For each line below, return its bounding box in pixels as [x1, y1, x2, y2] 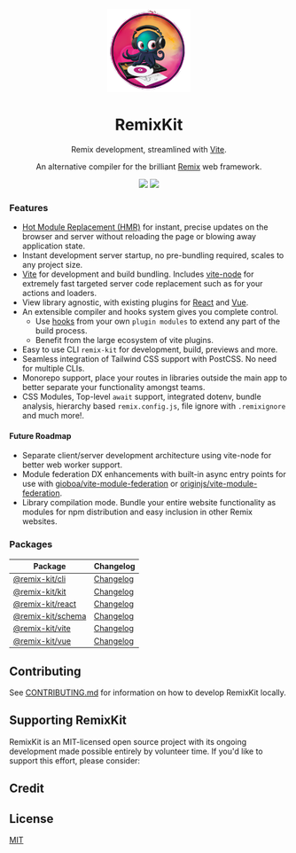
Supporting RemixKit [9, 713, 127, 728]
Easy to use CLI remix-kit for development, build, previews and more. [21, 344, 278, 355]
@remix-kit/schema [12, 611, 87, 622]
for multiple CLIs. [21, 364, 85, 374]
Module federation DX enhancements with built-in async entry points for [21, 469, 286, 480]
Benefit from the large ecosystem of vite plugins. [35, 335, 214, 346]
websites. [21, 516, 58, 527]
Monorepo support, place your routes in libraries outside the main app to [21, 372, 288, 383]
